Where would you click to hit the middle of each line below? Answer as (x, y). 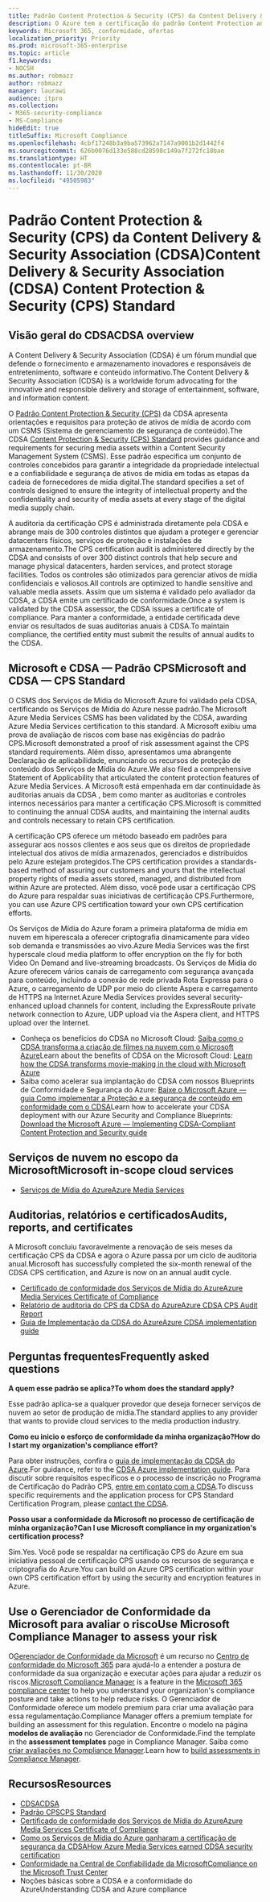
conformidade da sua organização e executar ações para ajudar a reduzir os (135, 1673)
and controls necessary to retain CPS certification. (92, 820)
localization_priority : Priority (64, 38)
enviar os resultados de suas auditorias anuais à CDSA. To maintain (119, 626)
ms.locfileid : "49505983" (51, 181)
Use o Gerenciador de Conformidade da (110, 1612)
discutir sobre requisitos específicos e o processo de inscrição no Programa (135, 1478)
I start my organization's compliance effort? (83, 1445)
